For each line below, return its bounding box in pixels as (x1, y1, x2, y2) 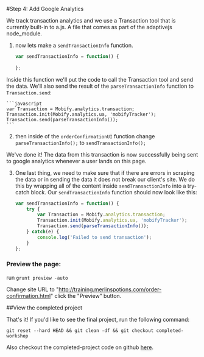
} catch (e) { (26, 228, 60, 235)
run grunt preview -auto (6, 274, 68, 281)
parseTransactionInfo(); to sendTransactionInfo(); (15, 139, 146, 146)
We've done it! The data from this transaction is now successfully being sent (6, 150, 199, 158)
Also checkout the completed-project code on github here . (6, 344, 154, 351)
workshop (6, 333, 29, 339)
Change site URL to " (6, 286, 59, 293)
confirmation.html (6, 292, 51, 299)
